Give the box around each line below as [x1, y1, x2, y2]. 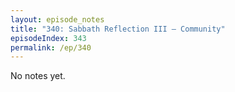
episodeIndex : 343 [10, 33, 87, 43]
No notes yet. [10, 70, 66, 82]
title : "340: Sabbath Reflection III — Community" [10, 24, 226, 34]
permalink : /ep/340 [10, 42, 92, 53]
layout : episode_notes [10, 14, 105, 25]
